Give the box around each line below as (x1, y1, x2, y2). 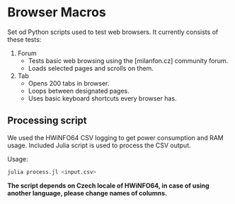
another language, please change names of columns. (7, 188, 168, 197)
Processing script (7, 115, 87, 127)
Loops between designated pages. (28, 86, 130, 95)
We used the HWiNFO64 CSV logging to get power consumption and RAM (7, 133, 224, 142)
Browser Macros (7, 4, 106, 21)
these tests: (7, 35, 42, 43)
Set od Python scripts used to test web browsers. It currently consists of (7, 28, 219, 36)
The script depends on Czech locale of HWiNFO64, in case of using (7, 181, 210, 190)
